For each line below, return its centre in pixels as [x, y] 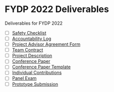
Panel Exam [24, 78]
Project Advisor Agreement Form [46, 44]
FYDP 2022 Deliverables [57, 9]
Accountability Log [32, 38]
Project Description [32, 56]
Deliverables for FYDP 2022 [34, 23]
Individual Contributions [37, 73]
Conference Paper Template [41, 67]
